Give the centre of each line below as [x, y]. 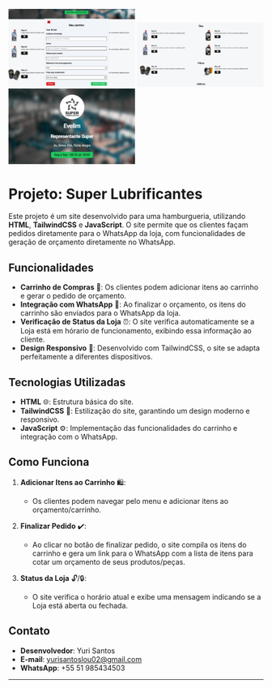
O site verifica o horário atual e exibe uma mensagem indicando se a [147, 596]
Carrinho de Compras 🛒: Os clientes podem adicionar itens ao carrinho [139, 287]
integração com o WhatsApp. [69, 437]
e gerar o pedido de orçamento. [73, 296]
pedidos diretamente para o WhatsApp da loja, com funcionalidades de [127, 234]
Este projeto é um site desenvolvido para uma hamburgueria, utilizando [127, 217]
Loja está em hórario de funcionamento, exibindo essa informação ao [136, 331]
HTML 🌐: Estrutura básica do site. [77, 402]
